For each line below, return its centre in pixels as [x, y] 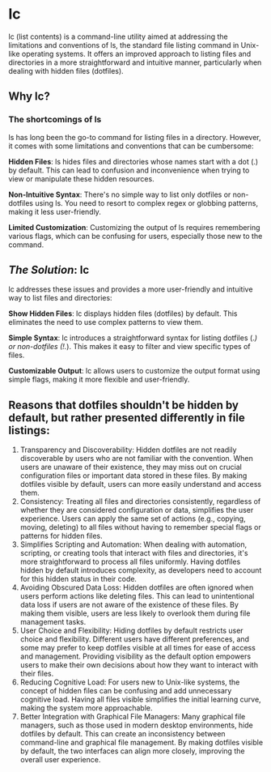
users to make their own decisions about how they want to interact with [139, 665]
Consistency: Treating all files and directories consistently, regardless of [140, 501]
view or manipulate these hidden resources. [82, 178]
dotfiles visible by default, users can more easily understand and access [140, 484]
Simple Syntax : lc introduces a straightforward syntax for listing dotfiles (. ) [133, 338]
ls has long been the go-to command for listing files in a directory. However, [135, 137]
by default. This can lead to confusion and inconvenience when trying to [129, 170]
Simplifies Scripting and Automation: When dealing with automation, [133, 544]
